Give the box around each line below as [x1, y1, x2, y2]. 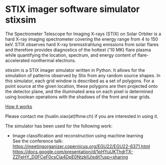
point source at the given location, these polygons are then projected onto [5, 83, 158, 89]
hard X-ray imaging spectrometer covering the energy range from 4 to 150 [5, 36, 158, 42]
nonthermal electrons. [30, 57, 76, 63]
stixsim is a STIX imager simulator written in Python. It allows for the [5, 67, 145, 73]
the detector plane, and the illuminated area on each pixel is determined [5, 88, 153, 94]
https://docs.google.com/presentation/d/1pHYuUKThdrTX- [12, 148, 133, 154]
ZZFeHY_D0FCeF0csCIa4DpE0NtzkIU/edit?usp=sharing [12, 154, 128, 160]
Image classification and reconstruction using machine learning [12, 132, 143, 138]
